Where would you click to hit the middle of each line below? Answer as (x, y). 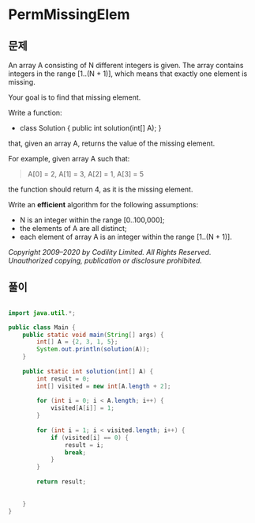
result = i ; (84, 445)
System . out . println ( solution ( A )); (93, 350)
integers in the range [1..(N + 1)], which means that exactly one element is (128, 74)
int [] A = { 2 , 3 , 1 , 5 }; (77, 342)
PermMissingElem (69, 15)
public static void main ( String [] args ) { (93, 335)
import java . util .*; (42, 313)
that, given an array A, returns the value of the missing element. (112, 143)
